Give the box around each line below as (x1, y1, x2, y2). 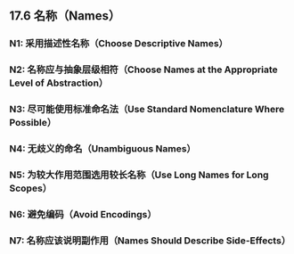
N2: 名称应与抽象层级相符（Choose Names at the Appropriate (9, 63, 278, 76)
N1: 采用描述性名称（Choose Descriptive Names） (9, 37, 229, 50)
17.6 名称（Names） (9, 8, 121, 24)
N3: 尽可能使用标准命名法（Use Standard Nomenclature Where (9, 103, 285, 116)
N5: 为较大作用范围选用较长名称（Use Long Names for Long (9, 168, 269, 181)
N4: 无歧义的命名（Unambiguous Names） (9, 143, 196, 155)
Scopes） (9, 182, 52, 194)
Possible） (9, 117, 57, 129)
